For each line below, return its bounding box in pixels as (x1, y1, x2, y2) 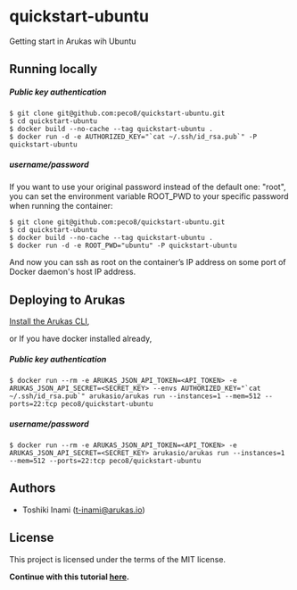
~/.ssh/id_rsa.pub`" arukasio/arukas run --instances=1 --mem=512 (9, 392, 261, 401)
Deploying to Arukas (9, 292, 126, 307)
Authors (9, 480, 56, 496)
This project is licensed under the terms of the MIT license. (9, 553, 226, 564)
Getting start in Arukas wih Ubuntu (9, 36, 136, 46)
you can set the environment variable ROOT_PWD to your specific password (9, 191, 289, 202)
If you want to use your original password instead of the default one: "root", (9, 181, 287, 193)
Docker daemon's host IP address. (9, 266, 136, 278)
